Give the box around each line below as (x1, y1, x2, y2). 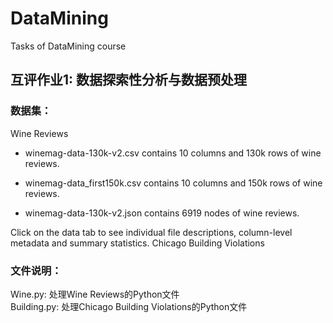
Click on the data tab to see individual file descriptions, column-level (10, 226, 293, 238)
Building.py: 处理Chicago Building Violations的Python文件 (10, 300, 248, 312)
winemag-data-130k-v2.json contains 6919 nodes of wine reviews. (24, 207, 300, 219)
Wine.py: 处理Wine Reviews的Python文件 (10, 288, 180, 300)
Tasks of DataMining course (10, 40, 127, 52)
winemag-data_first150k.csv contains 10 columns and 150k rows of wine (24, 177, 323, 189)
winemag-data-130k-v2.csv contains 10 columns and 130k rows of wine (24, 147, 322, 159)
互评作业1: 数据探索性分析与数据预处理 (10, 72, 248, 89)
